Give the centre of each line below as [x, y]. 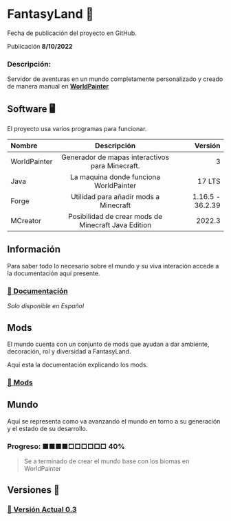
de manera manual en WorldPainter [58, 86]
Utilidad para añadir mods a [115, 197]
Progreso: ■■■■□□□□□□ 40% [66, 446]
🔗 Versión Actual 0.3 [42, 509]
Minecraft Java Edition [115, 225]
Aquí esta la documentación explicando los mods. [78, 364]
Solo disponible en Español [46, 306]
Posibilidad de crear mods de [115, 217]
